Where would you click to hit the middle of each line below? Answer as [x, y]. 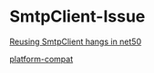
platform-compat [41, 59]
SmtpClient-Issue [77, 17]
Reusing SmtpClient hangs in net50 [76, 41]
